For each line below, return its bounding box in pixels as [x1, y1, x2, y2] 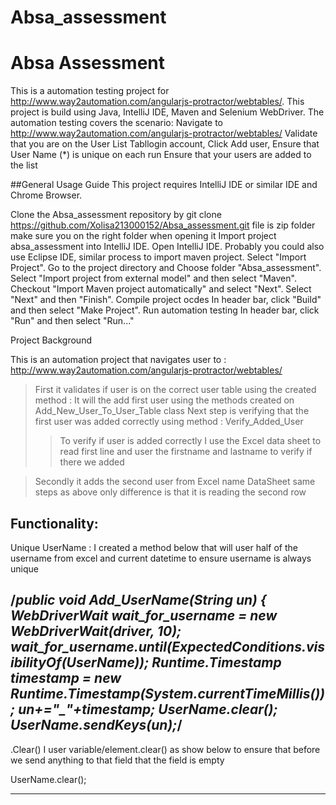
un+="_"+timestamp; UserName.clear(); [18, 701, 278, 718]
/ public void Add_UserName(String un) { [10, 592, 267, 609]
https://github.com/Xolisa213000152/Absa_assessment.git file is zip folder [10, 219, 316, 231]
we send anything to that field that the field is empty [10, 754, 225, 766]
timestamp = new [10, 670, 122, 687]
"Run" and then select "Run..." [10, 315, 135, 327]
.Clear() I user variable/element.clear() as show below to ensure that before [10, 743, 321, 755]
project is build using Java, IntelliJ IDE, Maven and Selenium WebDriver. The [10, 106, 325, 118]
